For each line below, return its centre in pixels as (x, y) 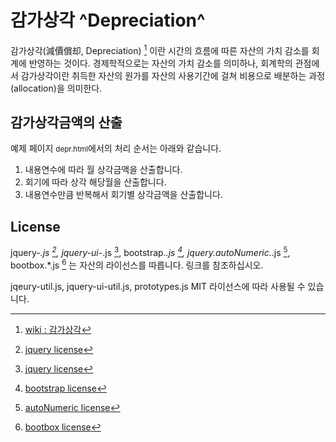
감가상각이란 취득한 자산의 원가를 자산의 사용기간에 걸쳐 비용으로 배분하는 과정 (173, 75)
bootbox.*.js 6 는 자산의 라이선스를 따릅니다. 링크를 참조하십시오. (137, 264)
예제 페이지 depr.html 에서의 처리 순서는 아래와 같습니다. (116, 148)
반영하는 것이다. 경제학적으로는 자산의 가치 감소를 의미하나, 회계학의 (160, 63)
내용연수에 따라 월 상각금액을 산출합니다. (103, 170)
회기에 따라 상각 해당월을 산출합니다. (95, 182)
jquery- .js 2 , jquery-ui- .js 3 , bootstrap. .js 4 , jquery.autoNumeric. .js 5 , (150, 251)
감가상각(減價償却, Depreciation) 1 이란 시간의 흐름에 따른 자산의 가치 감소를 (160, 49)
